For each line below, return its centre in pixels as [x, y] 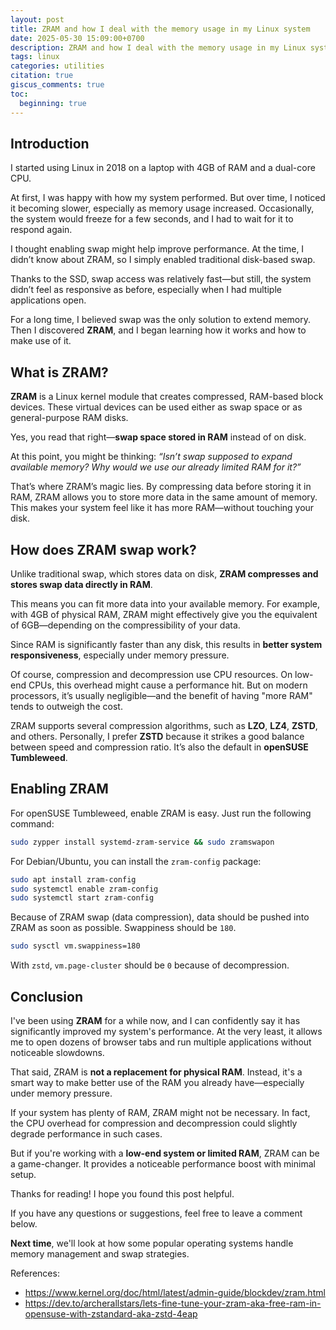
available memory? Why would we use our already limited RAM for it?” [156, 467]
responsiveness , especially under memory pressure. [120, 655]
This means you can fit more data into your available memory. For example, [165, 603]
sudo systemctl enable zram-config [84, 889]
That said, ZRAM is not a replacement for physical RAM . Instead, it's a [156, 1072]
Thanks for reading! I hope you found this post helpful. [122, 1193]
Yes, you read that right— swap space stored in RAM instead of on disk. [158, 437]
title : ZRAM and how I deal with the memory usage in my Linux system [160, 29]
